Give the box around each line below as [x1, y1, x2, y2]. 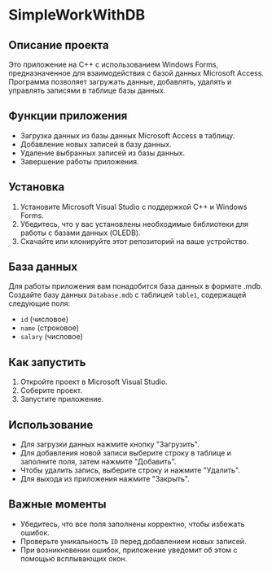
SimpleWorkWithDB [8, 6, 146, 24]
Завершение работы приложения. [20, 156, 140, 166]
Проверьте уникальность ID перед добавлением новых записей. [20, 536, 247, 546]
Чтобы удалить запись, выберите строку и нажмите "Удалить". [20, 465, 240, 475]
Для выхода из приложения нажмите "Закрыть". [20, 474, 190, 484]
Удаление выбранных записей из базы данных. [20, 148, 186, 158]
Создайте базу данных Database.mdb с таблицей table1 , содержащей [8, 290, 247, 300]
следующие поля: [8, 299, 71, 308]
